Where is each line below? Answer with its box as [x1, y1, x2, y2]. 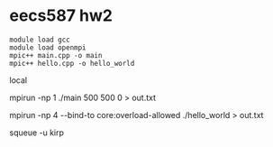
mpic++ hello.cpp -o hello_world [9, 59, 135, 68]
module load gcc [9, 35, 70, 44]
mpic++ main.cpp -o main [9, 51, 103, 60]
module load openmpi [9, 42, 87, 52]
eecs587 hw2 [9, 5, 113, 26]
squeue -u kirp [9, 127, 65, 138]
